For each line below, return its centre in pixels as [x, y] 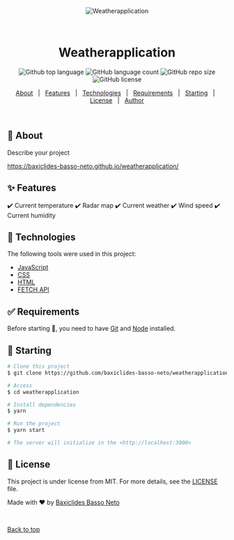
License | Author [117, 100]
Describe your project [38, 152]
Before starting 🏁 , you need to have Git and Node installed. [92, 329]
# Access [20, 385]
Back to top [24, 529]
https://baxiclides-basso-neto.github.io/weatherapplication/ [93, 166]
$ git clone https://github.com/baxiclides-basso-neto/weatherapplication [118, 373]
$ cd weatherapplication [43, 392]
